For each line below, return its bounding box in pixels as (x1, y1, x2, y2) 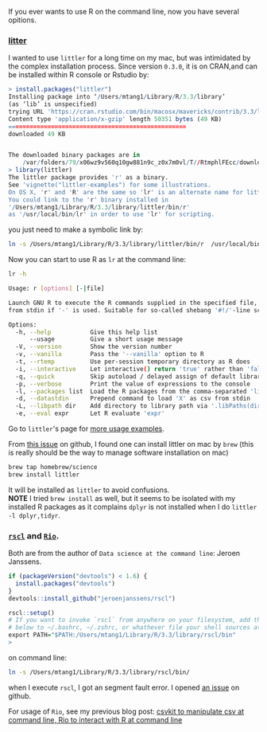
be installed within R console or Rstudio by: (8, 70, 149, 80)
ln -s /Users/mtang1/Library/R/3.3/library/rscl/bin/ (8, 668, 191, 676)
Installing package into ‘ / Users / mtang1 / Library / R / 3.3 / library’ (8, 93, 226, 101)
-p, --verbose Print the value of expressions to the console (15, 380, 250, 388)
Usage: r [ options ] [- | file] (8, 284, 105, 293)
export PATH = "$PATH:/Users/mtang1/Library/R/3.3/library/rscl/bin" (8, 631, 237, 640)
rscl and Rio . (8, 530, 60, 541)
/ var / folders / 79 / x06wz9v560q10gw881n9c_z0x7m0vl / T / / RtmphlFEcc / (22, 159, 240, 166)
